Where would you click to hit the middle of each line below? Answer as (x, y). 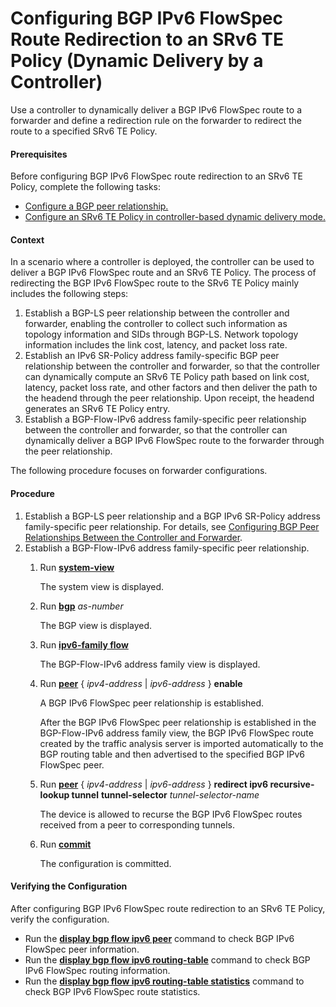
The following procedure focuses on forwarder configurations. (139, 471)
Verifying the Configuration (69, 886)
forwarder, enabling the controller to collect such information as (156, 324)
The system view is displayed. (102, 586)
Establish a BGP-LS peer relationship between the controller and (157, 313)
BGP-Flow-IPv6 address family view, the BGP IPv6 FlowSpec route (176, 733)
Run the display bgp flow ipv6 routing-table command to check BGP (167, 959)
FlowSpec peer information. (82, 949)
